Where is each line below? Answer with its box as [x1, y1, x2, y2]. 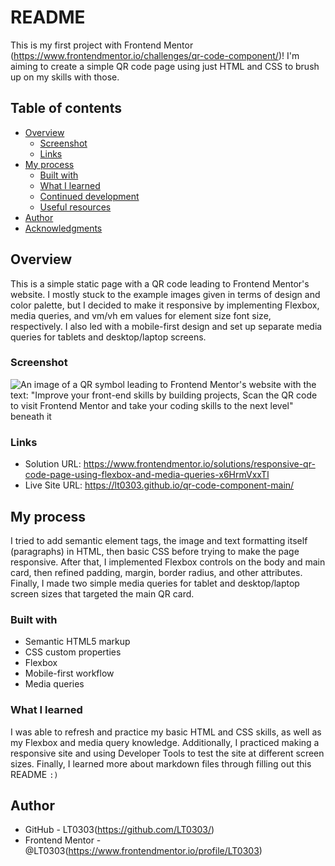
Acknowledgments [24, 222, 103, 234]
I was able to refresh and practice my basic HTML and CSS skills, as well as [10, 726, 322, 738]
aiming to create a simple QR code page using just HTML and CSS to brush [10, 60, 320, 72]
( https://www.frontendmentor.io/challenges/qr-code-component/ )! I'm [10, 49, 300, 61]
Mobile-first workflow [24, 667, 115, 680]
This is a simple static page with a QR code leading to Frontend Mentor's [10, 277, 310, 290]
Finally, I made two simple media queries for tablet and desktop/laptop [10, 577, 300, 589]
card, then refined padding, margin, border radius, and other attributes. [10, 566, 303, 578]
